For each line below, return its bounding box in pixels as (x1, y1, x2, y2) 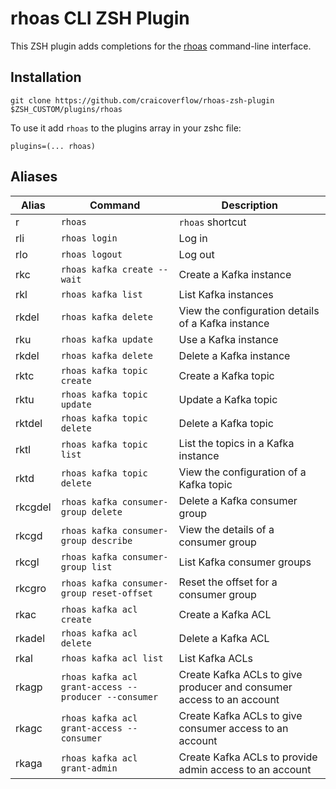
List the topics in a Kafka (178, 436, 295, 450)
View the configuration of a (178, 465, 307, 479)
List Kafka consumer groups (178, 555, 312, 569)
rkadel (15, 631, 46, 645)
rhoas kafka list (60, 288, 143, 300)
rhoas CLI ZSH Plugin (10, 7, 190, 30)
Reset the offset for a (178, 575, 278, 589)
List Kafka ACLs (178, 651, 253, 665)
